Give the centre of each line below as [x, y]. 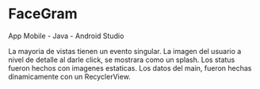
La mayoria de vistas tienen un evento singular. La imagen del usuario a [125, 51]
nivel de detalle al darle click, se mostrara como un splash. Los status [122, 60]
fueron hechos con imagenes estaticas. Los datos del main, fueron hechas [130, 68]
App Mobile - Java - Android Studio [66, 36]
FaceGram [43, 14]
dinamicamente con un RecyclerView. [69, 76]
